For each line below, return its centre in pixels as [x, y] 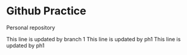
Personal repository [31, 27]
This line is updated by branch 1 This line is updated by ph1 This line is [93, 39]
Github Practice [46, 11]
